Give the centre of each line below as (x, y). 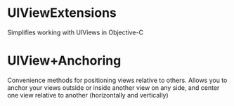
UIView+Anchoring (64, 61)
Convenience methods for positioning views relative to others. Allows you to (117, 80)
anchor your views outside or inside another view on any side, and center (113, 87)
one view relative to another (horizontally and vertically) (88, 95)
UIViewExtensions (62, 13)
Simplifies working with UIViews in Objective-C (76, 32)
